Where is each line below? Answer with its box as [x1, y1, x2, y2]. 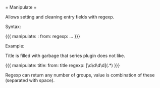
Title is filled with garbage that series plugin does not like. [5, 52, 125, 58]
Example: [5, 43, 25, 49]
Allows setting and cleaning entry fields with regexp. [5, 14, 115, 19]
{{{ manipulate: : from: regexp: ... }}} [5, 33, 80, 39]
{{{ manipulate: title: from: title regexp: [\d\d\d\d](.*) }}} [5, 62, 120, 68]
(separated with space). [5, 77, 55, 83]
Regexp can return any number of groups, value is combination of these [5, 72, 155, 78]
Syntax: [5, 23, 21, 29]
